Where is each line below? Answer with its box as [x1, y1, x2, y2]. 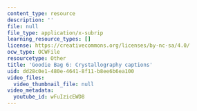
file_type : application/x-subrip [7, 29, 104, 37]
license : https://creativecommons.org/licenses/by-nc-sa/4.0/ [7, 42, 190, 49]
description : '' [7, 17, 54, 23]
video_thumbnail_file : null [13, 81, 95, 88]
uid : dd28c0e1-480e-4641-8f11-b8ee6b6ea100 [7, 68, 135, 74]
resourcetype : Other [7, 55, 67, 62]
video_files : [7, 74, 45, 81]
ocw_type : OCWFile [7, 49, 60, 56]
